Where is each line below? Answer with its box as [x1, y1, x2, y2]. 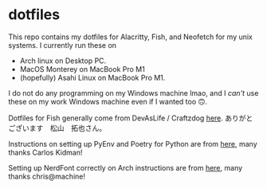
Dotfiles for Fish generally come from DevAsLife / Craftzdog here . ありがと [8, 113, 253, 123]
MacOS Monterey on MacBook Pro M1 [19, 64, 145, 73]
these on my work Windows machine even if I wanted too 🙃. [8, 96, 208, 106]
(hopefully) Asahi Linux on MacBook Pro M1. [19, 73, 166, 82]
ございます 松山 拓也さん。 [8, 123, 106, 132]
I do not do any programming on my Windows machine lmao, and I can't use [8, 88, 259, 97]
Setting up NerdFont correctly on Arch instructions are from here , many [8, 163, 243, 172]
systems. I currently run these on [8, 40, 117, 49]
